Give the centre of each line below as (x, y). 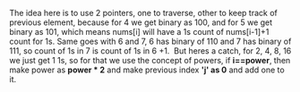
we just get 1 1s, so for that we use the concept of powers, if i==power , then (150, 60)
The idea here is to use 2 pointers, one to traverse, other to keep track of (143, 13)
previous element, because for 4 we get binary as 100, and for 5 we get (141, 22)
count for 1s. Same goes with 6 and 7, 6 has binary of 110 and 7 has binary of (150, 41)
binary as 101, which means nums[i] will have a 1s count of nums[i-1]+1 (139, 32)
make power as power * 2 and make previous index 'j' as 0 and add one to (147, 70)
